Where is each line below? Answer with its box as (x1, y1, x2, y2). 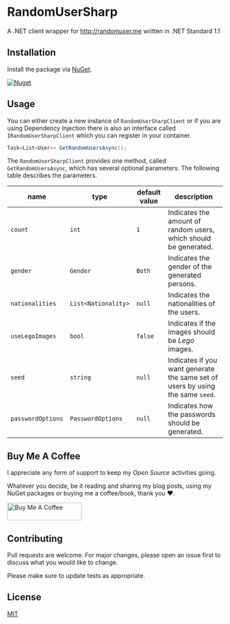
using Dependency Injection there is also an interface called (7, 124, 176, 132)
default (136, 188, 161, 197)
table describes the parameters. (7, 171, 97, 179)
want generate (168, 364, 215, 374)
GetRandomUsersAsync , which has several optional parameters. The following (7, 164, 220, 172)
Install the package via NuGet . (7, 65, 92, 73)
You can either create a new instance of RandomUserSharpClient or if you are (7, 116, 221, 124)
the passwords (168, 410, 216, 419)
